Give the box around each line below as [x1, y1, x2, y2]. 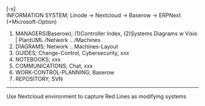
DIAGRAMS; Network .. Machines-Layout [15, 43, 118, 50]
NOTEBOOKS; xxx [15, 56, 61, 63]
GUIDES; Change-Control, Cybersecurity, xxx [15, 49, 129, 57]
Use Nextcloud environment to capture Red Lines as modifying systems [6, 93, 187, 100]
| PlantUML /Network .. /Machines [15, 37, 101, 43]
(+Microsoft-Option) [6, 18, 57, 25]
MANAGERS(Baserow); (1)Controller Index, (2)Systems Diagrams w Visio [15, 30, 198, 37]
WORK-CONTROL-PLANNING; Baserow [15, 69, 115, 76]
